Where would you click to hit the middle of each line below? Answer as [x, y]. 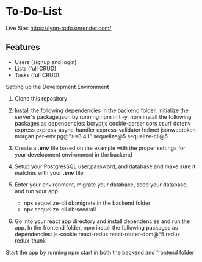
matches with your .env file [49, 172]
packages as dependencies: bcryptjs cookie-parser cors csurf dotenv [103, 123]
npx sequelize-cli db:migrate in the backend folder [87, 203]
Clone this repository [41, 98]
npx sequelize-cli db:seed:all [60, 209]
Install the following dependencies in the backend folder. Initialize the [101, 110]
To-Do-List [34, 11]
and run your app [36, 191]
